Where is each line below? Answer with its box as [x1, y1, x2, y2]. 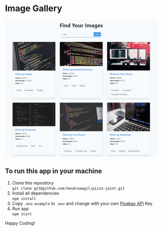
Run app [12, 205, 29, 211]
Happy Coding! [5, 220, 35, 226]
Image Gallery [5, 3, 62, 14]
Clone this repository [12, 180, 54, 185]
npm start [12, 212, 32, 216]
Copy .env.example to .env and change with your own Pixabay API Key [12, 200, 153, 206]
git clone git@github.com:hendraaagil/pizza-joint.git [12, 186, 125, 191]
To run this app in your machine [5, 167, 103, 175]
